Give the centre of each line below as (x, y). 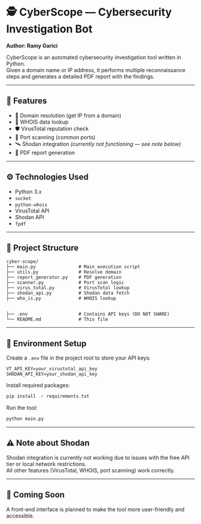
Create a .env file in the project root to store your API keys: (78, 358)
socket (23, 198)
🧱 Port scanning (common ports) (55, 137)
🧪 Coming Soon (35, 495)
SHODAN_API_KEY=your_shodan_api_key (52, 374)
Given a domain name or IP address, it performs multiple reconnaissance (96, 70)
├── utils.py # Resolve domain (64, 272)
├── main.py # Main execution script (73, 267)
